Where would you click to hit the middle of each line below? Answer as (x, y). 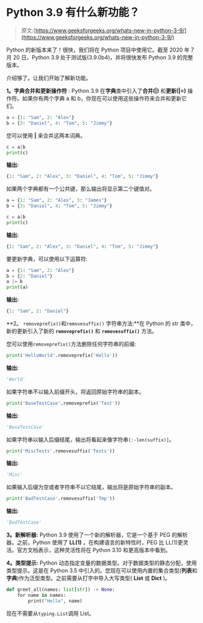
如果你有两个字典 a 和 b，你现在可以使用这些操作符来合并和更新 (102, 98)
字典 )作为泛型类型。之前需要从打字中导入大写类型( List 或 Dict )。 (88, 578)
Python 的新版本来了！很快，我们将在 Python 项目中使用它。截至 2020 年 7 (100, 50)
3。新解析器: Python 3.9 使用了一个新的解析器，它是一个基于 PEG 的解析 (97, 535)
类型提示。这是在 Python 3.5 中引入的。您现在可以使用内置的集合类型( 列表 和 (102, 571)
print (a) (17, 287)
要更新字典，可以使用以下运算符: (47, 259)
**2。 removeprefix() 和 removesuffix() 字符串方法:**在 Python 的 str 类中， (101, 324)
